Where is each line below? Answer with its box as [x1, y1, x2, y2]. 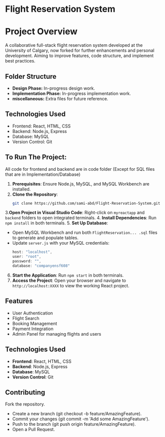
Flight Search [12, 315, 39, 321]
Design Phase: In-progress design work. [12, 85, 95, 91]
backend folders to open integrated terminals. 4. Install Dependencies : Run [5, 215, 157, 221]
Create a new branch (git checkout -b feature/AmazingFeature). [12, 411, 142, 417]
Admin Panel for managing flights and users [12, 331, 101, 337]
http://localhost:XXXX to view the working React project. [12, 282, 130, 288]
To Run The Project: [5, 153, 67, 161]
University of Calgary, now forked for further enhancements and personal [5, 48, 155, 54]
